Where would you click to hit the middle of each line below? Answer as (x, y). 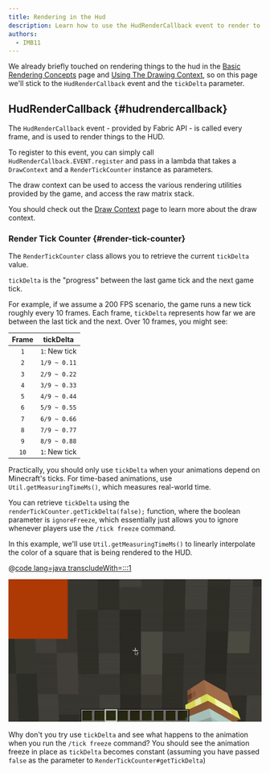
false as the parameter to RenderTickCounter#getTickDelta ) (107, 760)
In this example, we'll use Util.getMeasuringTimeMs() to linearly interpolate (132, 544)
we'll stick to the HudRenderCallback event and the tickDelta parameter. (127, 84)
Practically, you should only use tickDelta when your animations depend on (134, 469)
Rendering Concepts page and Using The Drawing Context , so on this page (133, 75)
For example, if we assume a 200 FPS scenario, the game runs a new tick (130, 304)
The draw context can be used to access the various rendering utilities (125, 185)
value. (18, 265)
